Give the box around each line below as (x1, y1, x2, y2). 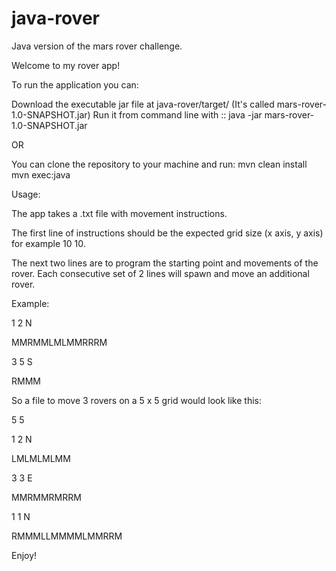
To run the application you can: (11, 78, 139, 91)
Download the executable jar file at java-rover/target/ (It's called (11, 98, 275, 110)
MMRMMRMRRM (11, 491, 82, 503)
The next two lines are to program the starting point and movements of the (11, 257, 319, 269)
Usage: (11, 188, 41, 200)
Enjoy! (11, 549, 38, 561)
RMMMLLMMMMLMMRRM (11, 530, 123, 542)
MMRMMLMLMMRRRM (11, 336, 108, 348)
